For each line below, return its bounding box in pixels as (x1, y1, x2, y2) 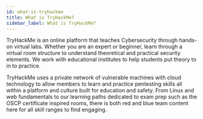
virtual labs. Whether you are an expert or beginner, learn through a (14, 43, 183, 50)
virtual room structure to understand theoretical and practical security (6, 50, 181, 57)
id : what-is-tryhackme (6, 8, 64, 15)
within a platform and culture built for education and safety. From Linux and (6, 87, 195, 94)
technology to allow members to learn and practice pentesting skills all (6, 80, 183, 88)
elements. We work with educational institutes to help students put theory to (6, 56, 197, 63)
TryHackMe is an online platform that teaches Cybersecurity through (6, 37, 178, 44)
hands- (179, 37, 198, 44)
